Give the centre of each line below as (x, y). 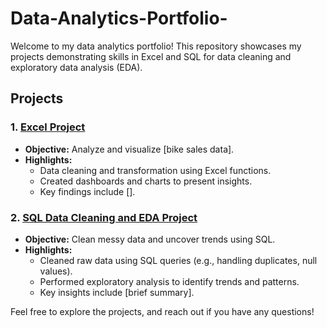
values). (56, 271)
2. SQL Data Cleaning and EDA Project (104, 217)
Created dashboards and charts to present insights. (146, 181)
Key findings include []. (87, 191)
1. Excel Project (48, 127)
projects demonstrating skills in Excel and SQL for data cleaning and (151, 56)
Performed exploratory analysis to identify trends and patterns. (169, 281)
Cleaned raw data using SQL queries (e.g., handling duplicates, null (178, 260)
